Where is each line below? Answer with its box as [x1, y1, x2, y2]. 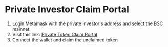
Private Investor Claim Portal [5, 4, 129, 15]
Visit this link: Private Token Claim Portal [12, 31, 98, 37]
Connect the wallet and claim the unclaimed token [12, 37, 118, 43]
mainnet [12, 26, 30, 32]
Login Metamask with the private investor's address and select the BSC [12, 20, 163, 27]
